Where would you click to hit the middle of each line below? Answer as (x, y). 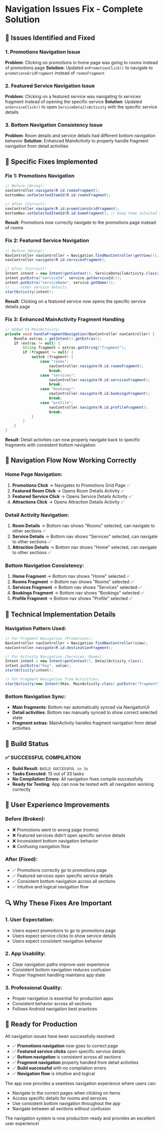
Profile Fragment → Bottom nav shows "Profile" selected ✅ (72, 599)
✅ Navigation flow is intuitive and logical (54, 1073)
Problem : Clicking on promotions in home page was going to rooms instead (82, 62)
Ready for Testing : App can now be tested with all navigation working (83, 784)
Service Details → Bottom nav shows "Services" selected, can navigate (85, 536)
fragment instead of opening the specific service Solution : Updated (74, 102)
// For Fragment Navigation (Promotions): (49, 638)
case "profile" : (57, 403)
